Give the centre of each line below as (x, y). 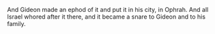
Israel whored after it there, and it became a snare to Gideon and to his (106, 17)
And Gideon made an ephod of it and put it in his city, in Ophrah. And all (108, 10)
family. (16, 24)
